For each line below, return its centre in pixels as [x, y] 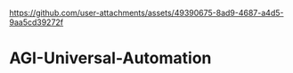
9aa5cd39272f [37, 22]
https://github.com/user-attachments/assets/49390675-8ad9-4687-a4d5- [146, 13]
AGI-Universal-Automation [110, 58]
